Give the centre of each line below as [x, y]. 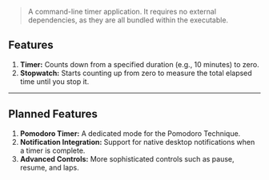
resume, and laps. [49, 167]
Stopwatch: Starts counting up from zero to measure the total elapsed [136, 73]
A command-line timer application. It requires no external [122, 12]
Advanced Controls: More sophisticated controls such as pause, [127, 158]
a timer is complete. [52, 150]
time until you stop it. [54, 81]
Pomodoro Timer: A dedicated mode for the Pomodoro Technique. [130, 133]
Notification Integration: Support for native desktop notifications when [137, 142]
